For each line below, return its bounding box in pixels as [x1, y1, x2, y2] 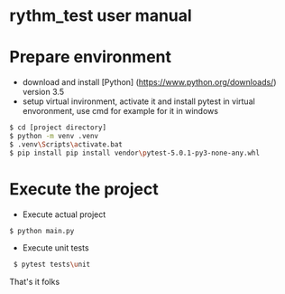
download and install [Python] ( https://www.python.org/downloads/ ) [22, 77, 277, 88]
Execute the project [9, 178, 160, 199]
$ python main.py [9, 226, 75, 235]
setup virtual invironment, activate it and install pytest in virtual [22, 96, 255, 107]
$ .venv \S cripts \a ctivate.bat [9, 139, 124, 149]
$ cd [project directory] [9, 123, 106, 132]
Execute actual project [22, 209, 106, 220]
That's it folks [9, 277, 60, 288]
